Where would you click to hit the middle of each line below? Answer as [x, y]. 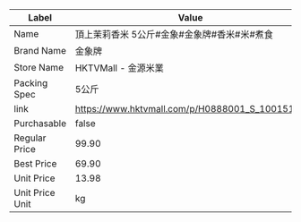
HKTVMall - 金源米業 [119, 68]
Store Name [39, 68]
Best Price [35, 163]
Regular [30, 138]
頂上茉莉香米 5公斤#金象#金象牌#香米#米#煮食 [174, 34]
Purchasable [40, 123]
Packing [31, 83]
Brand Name [40, 51]
